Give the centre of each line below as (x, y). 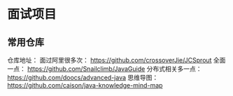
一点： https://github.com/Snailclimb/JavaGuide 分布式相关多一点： (105, 69)
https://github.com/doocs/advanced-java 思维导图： (83, 78)
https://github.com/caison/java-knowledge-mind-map (85, 85)
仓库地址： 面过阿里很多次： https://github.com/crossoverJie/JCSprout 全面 (116, 60)
